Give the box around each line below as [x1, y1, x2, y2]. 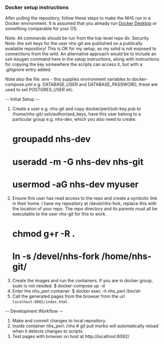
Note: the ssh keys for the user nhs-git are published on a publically [5, 40, 143, 46]
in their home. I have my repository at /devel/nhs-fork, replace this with [12, 200, 157, 206]
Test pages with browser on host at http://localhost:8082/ [12, 333, 130, 339]
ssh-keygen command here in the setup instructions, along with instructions [5, 56, 160, 62]
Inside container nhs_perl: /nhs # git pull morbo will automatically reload [12, 323, 159, 329]
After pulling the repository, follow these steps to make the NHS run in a [5, 15, 151, 21]
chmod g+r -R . [12, 228, 75, 239]
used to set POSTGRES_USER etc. [5, 87, 74, 93]
